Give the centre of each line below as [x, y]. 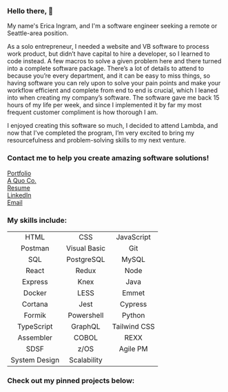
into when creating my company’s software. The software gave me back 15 [113, 98]
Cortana [35, 304]
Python [133, 315]
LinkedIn [19, 195]
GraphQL [86, 326]
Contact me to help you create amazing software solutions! [108, 158]
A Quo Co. [22, 180]
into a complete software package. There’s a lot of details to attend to [106, 69]
